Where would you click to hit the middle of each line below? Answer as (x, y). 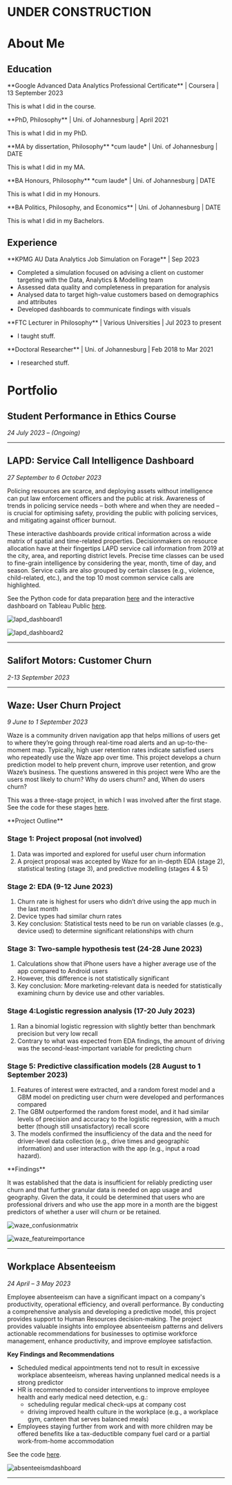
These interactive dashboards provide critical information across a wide (109, 533)
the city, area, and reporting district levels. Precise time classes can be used (116, 555)
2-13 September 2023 (39, 677)
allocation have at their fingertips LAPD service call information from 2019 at (116, 548)
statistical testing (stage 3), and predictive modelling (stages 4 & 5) (113, 868)
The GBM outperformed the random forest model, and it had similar (113, 1111)
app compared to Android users (62, 971)
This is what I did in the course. (52, 106)
